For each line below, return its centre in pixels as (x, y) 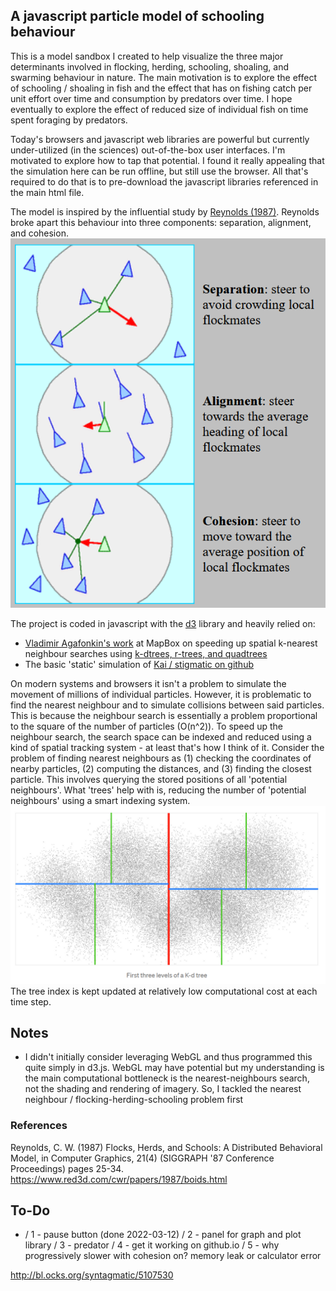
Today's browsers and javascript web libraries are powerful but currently (160, 139)
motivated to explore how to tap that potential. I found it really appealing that (167, 160)
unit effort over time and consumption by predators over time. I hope (151, 98)
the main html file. (47, 192)
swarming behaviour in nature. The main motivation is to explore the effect (163, 77)
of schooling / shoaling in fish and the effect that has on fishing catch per (161, 88)
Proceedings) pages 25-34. (67, 1168)
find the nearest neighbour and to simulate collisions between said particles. (167, 705)
